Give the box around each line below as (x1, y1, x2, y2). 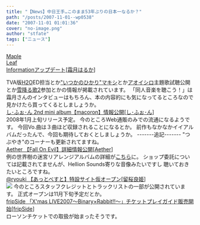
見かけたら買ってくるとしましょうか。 (6, 101, 100, 108)
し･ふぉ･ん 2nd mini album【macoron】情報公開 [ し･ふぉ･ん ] (6, 108, 155, 115)
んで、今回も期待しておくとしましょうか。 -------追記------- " (32, 131, 186, 137)
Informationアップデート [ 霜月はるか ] (6, 66, 96, 73)
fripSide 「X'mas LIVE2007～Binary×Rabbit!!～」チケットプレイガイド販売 (6, 198, 189, 205)
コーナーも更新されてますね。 (29, 138, 102, 145)
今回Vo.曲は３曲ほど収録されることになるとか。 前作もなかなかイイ (17, 123, 183, 130)
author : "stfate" (6, 31, 49, 37)
